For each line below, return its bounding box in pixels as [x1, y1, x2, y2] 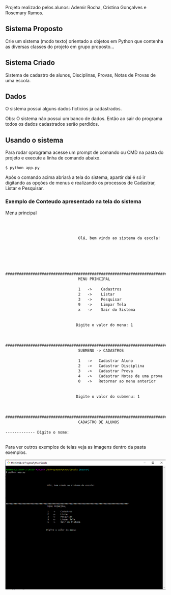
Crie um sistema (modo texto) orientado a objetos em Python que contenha [5, 38, 164, 44]
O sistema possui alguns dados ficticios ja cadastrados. [5, 106, 122, 112]
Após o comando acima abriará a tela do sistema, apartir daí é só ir [5, 174, 146, 180]
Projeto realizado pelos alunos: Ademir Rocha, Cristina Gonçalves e [5, 5, 147, 10]
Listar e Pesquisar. [5, 185, 44, 191]
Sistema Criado [5, 58, 55, 67]
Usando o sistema [5, 135, 64, 145]
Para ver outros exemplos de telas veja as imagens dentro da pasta [5, 444, 146, 450]
